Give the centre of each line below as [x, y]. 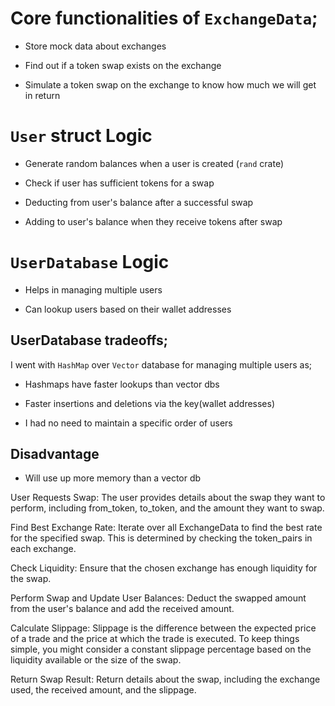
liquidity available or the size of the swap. [96, 660]
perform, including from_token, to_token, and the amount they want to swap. [167, 508]
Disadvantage [55, 454]
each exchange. [43, 549]
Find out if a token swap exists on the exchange [123, 65]
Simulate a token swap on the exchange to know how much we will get [170, 84]
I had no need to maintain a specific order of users [128, 423]
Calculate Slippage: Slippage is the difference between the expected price [163, 628]
